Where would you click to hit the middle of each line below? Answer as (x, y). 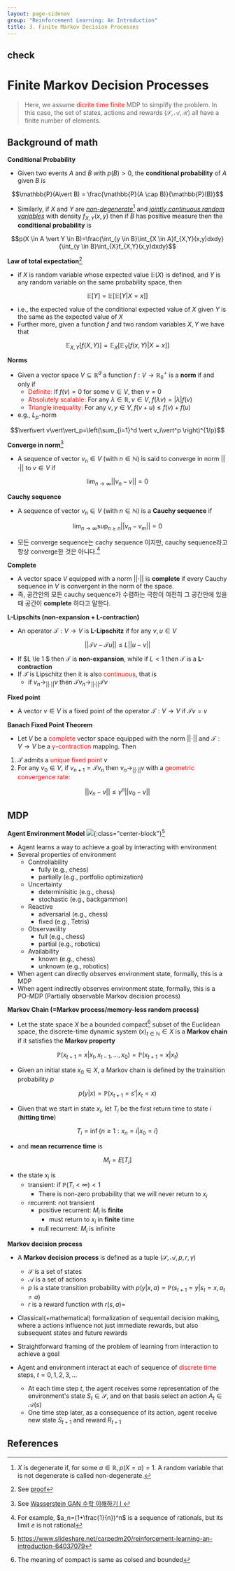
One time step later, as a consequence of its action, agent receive (122, 1413)
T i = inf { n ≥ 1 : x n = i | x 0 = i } (117, 1132)
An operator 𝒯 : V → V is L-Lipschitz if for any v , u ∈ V (97, 631)
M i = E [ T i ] (117, 1160)
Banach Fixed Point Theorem (50, 725)
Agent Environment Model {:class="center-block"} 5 (86, 833)
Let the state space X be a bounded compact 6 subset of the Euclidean (119, 1024)
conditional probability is (55, 225)
